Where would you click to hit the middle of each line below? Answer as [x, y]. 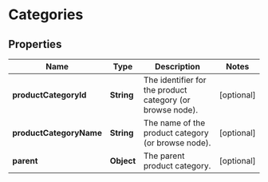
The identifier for [175, 80]
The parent [164, 156]
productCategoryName [57, 133]
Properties [35, 44]
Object [123, 161]
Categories [46, 15]
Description [177, 67]
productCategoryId [49, 95]
